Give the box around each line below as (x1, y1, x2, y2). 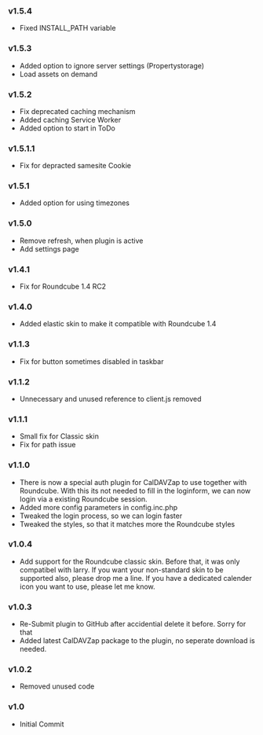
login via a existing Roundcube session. (19, 494, 148, 504)
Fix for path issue (19, 440, 76, 450)
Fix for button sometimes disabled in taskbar (19, 356, 164, 366)
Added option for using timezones (19, 198, 130, 208)
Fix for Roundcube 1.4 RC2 (19, 281, 107, 292)
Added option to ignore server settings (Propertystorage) (19, 61, 205, 70)
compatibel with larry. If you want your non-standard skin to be (19, 564, 224, 575)
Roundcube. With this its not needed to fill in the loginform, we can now (19, 486, 251, 495)
